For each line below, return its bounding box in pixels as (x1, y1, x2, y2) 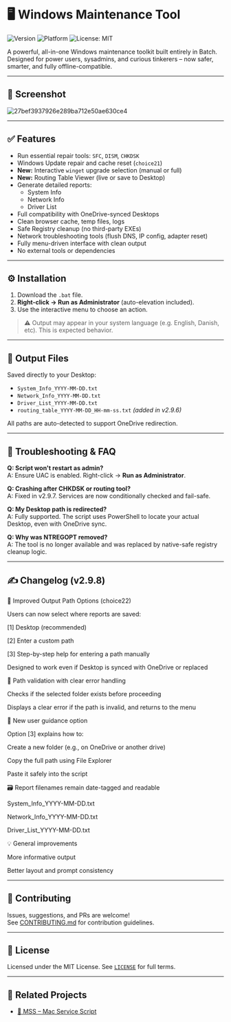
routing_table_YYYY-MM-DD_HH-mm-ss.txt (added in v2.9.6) (16, 406, 182, 414)
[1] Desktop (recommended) (7, 623, 87, 631)
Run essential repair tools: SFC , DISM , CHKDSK (16, 151, 140, 159)
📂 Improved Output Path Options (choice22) (7, 597, 132, 605)
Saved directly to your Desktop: (7, 370, 96, 379)
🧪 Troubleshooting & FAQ (7, 445, 116, 457)
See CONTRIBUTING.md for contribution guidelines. (7, 918, 155, 926)
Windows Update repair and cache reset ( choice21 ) (16, 159, 163, 167)
